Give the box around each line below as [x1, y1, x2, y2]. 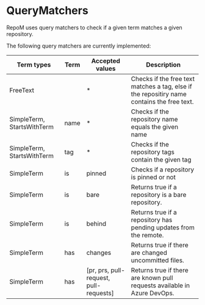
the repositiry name [131, 90, 187, 98]
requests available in [131, 281, 190, 290]
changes [86, 248, 112, 257]
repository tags [131, 148, 175, 156]
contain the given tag [131, 155, 192, 163]
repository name [131, 115, 178, 123]
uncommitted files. [131, 256, 184, 264]
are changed [131, 248, 168, 257]
